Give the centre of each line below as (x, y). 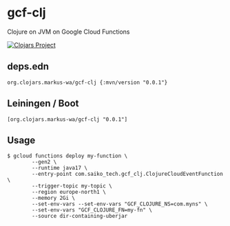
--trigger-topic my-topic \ (72, 186)
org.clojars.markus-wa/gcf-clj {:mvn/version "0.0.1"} (87, 82)
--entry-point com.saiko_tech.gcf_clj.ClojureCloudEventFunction (128, 174)
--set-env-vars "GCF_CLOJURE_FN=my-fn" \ (92, 210)
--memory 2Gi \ (54, 198)
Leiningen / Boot (43, 103)
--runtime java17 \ (60, 168)
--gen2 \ (44, 162)
